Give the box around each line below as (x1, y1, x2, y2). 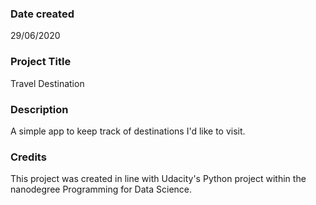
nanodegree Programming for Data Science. (10, 183, 193, 196)
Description (10, 102, 69, 116)
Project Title (10, 55, 72, 69)
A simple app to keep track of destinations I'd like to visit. (10, 125, 246, 137)
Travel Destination (10, 77, 85, 89)
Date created (10, 7, 75, 21)
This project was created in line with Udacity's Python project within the (10, 173, 307, 185)
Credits (10, 150, 47, 164)
